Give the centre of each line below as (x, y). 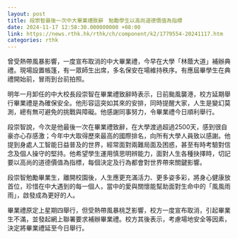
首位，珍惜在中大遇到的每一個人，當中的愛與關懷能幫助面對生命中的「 (110, 187)
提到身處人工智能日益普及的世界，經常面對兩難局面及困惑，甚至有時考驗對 (116, 145)
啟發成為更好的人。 (51, 195)
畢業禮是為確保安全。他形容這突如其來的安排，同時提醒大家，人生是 (113, 103)
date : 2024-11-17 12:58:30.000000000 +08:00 (74, 27)
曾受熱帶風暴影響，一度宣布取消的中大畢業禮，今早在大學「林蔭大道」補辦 (116, 62)
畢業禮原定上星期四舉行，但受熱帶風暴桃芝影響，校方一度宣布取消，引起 (113, 211)
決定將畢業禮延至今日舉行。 (48, 228)
